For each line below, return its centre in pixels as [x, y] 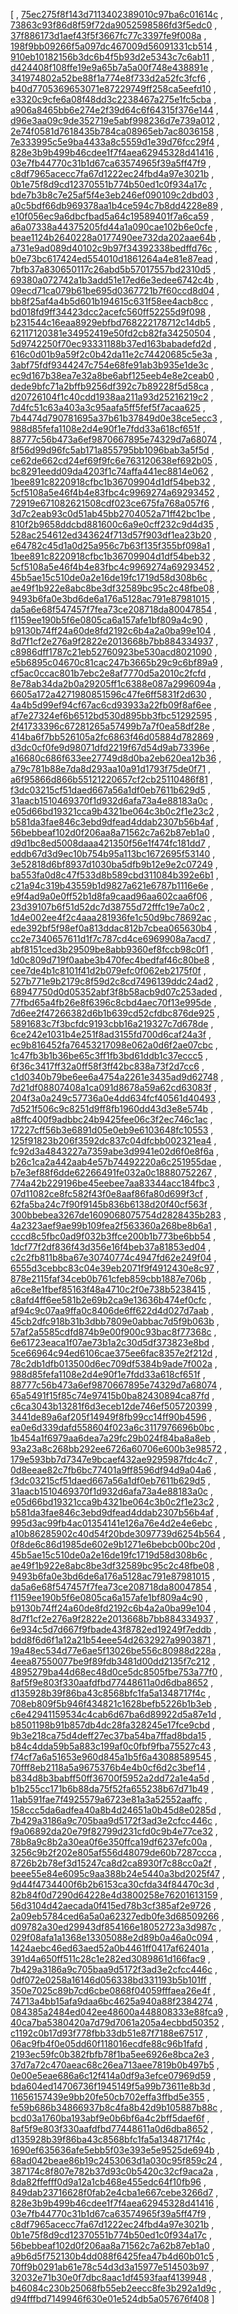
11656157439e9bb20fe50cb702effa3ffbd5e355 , [110, 2097]
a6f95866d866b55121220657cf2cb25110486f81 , [111, 779]
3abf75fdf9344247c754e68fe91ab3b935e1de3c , [112, 365]
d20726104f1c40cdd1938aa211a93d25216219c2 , [112, 397]
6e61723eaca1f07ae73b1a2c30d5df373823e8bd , [112, 1342]
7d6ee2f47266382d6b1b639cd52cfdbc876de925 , [115, 1013]
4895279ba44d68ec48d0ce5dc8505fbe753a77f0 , [116, 1672]
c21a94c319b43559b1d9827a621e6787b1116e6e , [112, 885]
